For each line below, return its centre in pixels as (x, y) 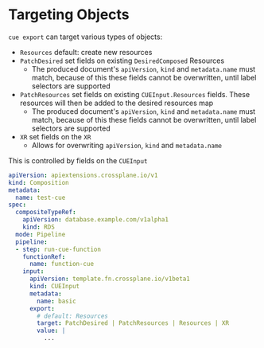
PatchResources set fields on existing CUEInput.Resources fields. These (135, 94)
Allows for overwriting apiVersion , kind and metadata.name (127, 145)
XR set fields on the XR (55, 136)
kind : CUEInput (54, 287)
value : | (51, 331)
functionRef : (44, 256)
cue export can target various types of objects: (85, 37)
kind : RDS (39, 227)
